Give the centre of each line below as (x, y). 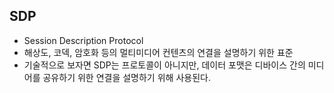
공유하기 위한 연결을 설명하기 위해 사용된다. (126, 77)
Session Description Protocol (83, 40)
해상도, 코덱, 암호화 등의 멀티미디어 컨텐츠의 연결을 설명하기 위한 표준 (158, 52)
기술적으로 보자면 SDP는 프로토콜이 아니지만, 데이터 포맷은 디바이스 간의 (164, 65)
